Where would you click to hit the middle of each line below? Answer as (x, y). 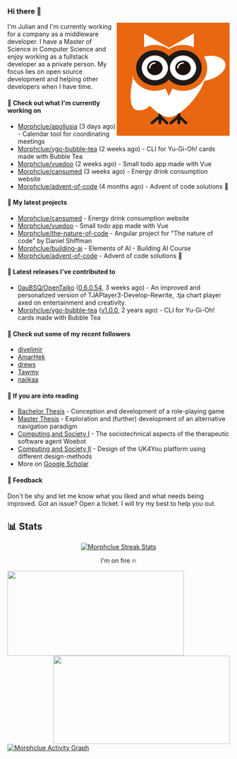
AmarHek (31, 357)
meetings (31, 141)
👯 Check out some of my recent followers (69, 334)
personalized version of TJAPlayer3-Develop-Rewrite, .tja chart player (119, 295)
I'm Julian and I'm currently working (60, 27)
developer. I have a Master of (50, 42)
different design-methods (55, 457)
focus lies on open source (45, 72)
